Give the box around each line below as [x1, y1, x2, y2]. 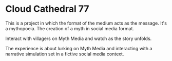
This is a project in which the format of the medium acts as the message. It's [5, 20, 167, 26]
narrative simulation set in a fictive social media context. [5, 51, 124, 57]
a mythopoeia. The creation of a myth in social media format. [5, 25, 135, 31]
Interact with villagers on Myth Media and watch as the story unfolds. [5, 35, 152, 42]
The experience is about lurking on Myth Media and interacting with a [5, 45, 152, 51]
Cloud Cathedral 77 [5, 3, 89, 15]
